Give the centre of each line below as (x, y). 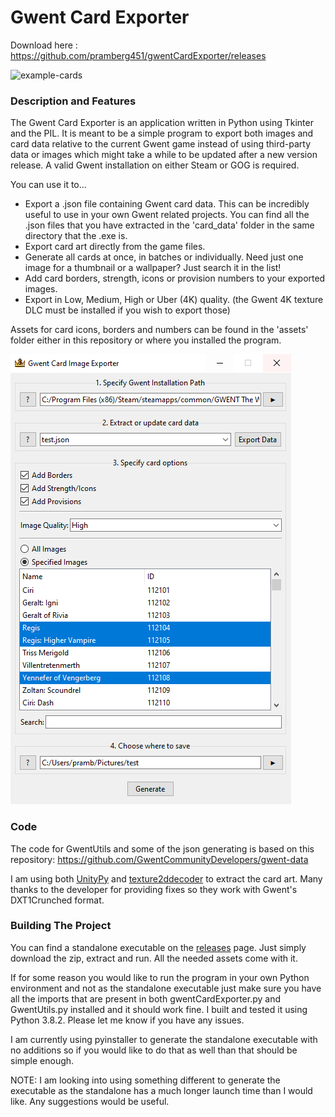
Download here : (44, 45)
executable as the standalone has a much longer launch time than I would (161, 1090)
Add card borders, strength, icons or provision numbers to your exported (175, 278)
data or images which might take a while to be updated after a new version (164, 155)
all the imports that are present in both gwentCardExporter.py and (145, 998)
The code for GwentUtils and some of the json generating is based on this (162, 848)
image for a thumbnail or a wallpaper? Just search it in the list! (153, 268)
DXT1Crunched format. (57, 900)
